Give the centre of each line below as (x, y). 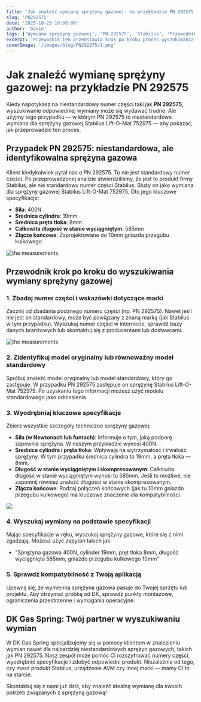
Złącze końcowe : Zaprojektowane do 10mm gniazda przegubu (92, 235)
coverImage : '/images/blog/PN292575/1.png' (61, 46)
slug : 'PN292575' (28, 17)
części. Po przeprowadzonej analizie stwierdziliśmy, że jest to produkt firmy (100, 179)
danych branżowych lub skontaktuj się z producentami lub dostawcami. (95, 330)
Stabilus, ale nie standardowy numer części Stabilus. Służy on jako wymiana (100, 185)
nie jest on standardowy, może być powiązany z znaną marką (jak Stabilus (98, 318)
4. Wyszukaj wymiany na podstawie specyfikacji (79, 521)
